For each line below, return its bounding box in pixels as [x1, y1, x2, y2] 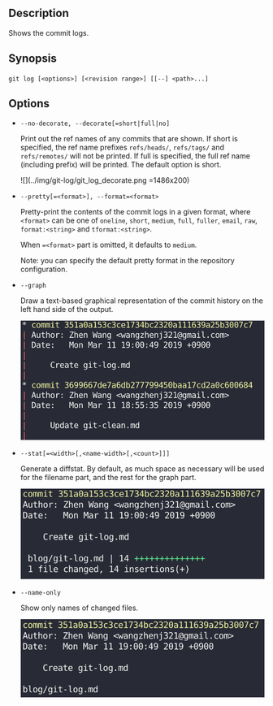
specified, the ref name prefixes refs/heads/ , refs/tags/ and [19, 142, 225, 153]
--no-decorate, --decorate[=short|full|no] [19, 119, 171, 128]
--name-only [19, 589, 61, 597]
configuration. [19, 264, 67, 275]
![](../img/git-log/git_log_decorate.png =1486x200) [19, 175, 190, 185]
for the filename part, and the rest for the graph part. [19, 472, 197, 482]
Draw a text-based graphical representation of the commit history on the [19, 296, 264, 305]
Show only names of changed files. [19, 603, 139, 613]
